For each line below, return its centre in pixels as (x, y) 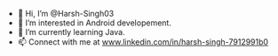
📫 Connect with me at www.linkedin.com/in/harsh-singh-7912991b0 (143, 42)
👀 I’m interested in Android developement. (94, 23)
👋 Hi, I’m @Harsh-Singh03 (66, 14)
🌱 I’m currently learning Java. (71, 32)
